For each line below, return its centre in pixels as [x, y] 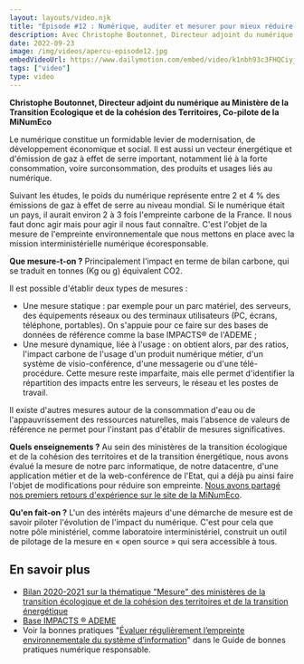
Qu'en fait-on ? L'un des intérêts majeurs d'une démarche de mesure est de [152, 512]
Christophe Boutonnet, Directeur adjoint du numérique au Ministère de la [149, 102]
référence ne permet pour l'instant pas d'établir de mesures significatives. [147, 429]
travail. [35, 392]
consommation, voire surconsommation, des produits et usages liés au [141, 168]
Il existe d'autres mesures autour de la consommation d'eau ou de [133, 409]
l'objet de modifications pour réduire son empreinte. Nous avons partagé [145, 485]
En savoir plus [50, 570]
